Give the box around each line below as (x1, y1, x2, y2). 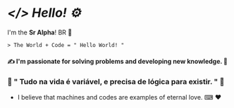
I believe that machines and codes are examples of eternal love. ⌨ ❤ (17, 93, 222, 101)
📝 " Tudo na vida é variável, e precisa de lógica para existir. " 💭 (7, 77, 225, 87)
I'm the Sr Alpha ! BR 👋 (7, 28, 73, 36)
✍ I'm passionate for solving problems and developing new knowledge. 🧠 (7, 57, 228, 65)
